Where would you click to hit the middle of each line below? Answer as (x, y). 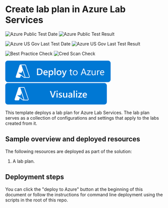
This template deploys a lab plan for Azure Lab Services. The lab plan (77, 113)
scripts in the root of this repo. (37, 200)
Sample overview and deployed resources (73, 139)
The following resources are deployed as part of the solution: (69, 151)
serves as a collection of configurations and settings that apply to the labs (82, 118)
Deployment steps (35, 177)
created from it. (21, 123)
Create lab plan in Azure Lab (66, 9)
